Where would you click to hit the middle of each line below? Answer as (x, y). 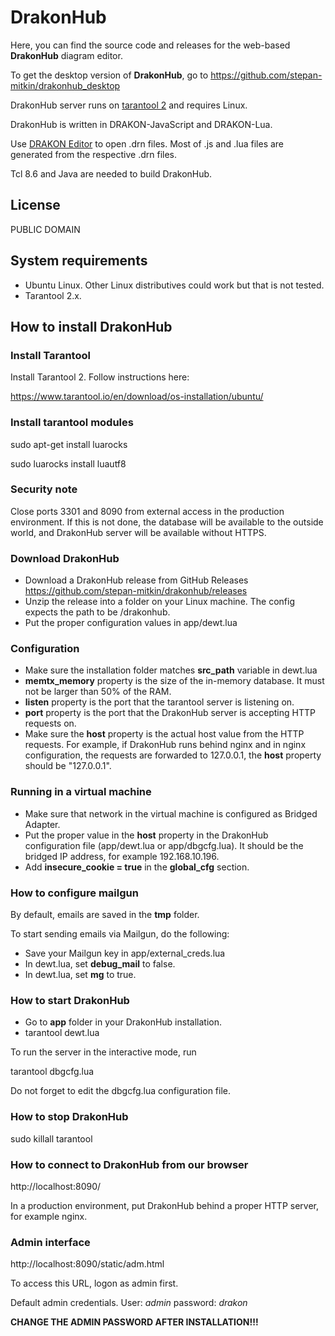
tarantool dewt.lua (62, 1033)
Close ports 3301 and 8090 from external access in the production (147, 511)
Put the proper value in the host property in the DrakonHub (146, 835)
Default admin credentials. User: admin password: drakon (129, 1303)
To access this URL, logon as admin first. (94, 1283)
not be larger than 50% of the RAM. (98, 692)
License (35, 205)
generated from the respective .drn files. (94, 154)
